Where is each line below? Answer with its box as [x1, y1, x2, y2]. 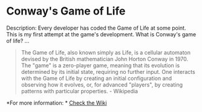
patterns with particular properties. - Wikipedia [21, 87, 138, 94]
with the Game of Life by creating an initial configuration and [21, 74, 172, 82]
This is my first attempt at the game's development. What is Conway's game [6, 30, 197, 38]
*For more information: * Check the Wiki [6, 99, 107, 107]
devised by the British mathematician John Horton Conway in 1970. [21, 55, 189, 62]
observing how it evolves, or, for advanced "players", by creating [21, 81, 183, 88]
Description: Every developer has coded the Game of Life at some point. [6, 24, 186, 31]
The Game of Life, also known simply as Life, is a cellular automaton [21, 48, 191, 56]
